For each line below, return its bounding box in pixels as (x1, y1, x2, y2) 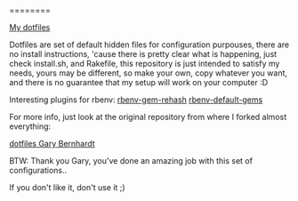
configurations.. (9, 165, 68, 175)
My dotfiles (9, 22, 51, 32)
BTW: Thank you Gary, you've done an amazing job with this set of (9, 156, 254, 165)
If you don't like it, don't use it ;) (9, 182, 126, 192)
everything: (9, 121, 52, 132)
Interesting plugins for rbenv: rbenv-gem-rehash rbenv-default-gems (9, 94, 263, 105)
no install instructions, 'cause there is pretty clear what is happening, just (9, 49, 278, 59)
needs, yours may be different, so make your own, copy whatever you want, (9, 68, 287, 78)
